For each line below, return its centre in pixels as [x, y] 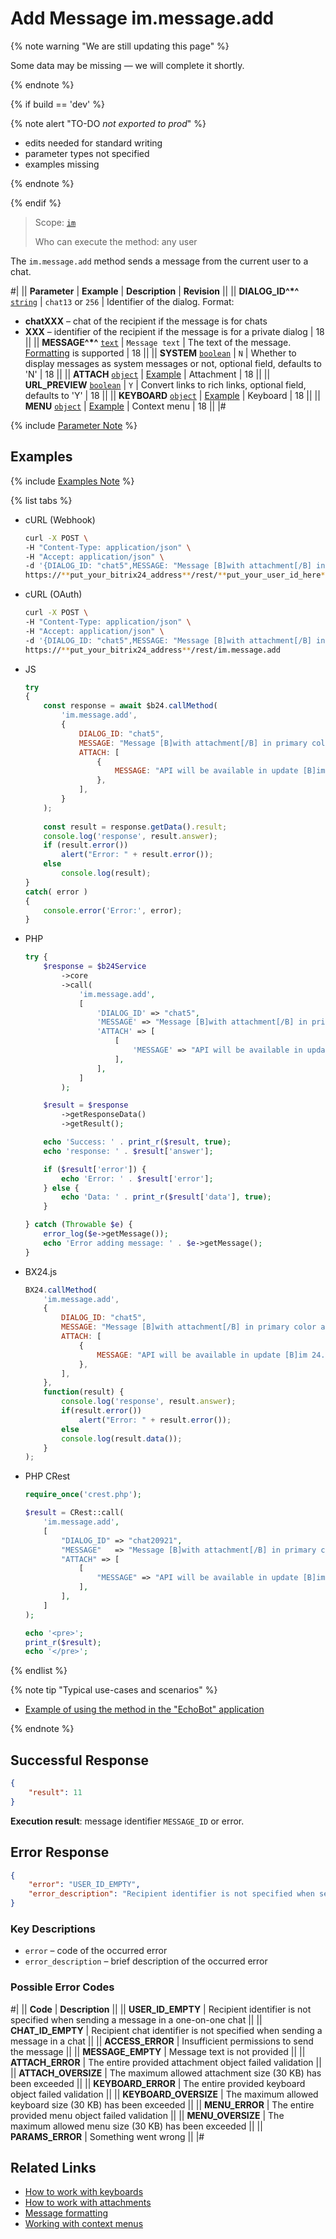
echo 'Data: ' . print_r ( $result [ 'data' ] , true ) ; [166, 1197]
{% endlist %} [39, 1671]
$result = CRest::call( [74, 1513]
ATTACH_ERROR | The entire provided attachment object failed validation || [166, 2062]
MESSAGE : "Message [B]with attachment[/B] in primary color [189, 1327]
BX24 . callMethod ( [61, 1290]
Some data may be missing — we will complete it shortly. [127, 65]
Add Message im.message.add [142, 18]
